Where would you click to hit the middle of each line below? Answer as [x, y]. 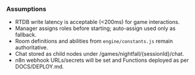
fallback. [26, 35]
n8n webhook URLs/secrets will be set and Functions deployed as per [102, 60]
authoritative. [31, 47]
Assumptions [26, 9]
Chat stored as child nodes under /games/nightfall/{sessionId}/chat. [99, 54]
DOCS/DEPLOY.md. [40, 67]
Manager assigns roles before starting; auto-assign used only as [95, 28]
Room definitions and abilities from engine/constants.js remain [94, 41]
